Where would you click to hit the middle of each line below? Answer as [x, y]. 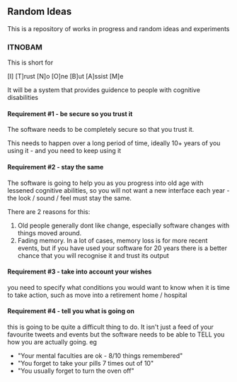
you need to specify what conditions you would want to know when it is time [118, 287]
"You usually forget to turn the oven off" [76, 371]
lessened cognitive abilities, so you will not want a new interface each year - [118, 190]
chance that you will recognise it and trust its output [93, 255]
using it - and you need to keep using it [64, 151]
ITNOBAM [25, 47]
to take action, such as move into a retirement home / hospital [97, 295]
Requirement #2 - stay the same [56, 167]
